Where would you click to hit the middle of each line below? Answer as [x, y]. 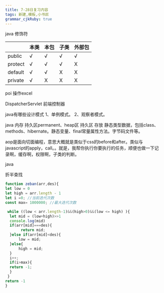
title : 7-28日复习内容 [27, 10]
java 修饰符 [17, 34]
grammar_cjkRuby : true [29, 19]
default [16, 72]
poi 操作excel [19, 93]
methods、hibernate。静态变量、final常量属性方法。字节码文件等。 [74, 131]
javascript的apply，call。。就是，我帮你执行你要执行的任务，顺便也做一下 [80, 148]
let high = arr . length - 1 [33, 193]
